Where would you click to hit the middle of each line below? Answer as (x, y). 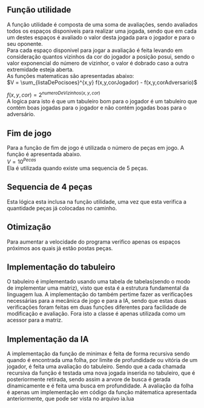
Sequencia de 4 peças (50, 187)
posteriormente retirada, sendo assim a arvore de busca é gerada (89, 380)
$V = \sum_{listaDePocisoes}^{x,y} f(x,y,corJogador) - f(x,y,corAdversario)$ (102, 82)
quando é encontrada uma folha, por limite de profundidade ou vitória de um (102, 360)
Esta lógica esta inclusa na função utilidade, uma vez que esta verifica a (97, 201)
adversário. (21, 114)
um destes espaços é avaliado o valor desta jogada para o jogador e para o (101, 37)
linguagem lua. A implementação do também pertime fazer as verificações (100, 294)
